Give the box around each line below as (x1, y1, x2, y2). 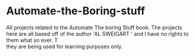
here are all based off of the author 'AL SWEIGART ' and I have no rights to (6, 30, 189, 37)
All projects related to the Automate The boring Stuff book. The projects (6, 24, 182, 31)
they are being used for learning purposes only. (6, 43, 123, 50)
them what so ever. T (6, 36, 58, 43)
